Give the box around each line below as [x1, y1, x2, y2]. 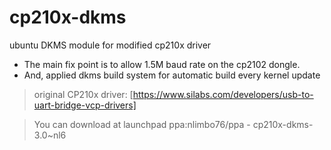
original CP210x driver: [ [33, 88, 134, 100]
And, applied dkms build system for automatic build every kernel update [23, 69, 321, 81]
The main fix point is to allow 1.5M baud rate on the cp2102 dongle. [23, 58, 301, 70]
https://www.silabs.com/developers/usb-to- [132, 88, 314, 100]
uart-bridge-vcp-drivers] [33, 99, 137, 111]
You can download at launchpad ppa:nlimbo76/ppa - [33, 118, 251, 130]
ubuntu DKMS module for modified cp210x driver [9, 39, 212, 51]
